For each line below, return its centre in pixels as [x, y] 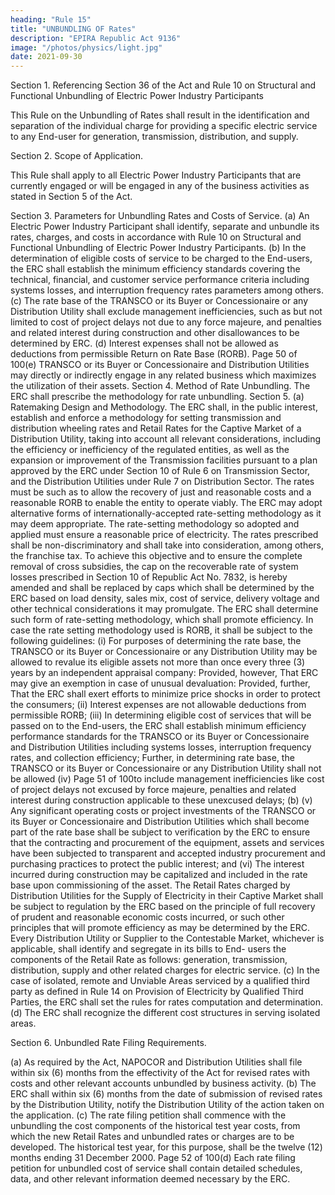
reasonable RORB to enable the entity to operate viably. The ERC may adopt [166, 503]
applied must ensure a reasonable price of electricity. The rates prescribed [164, 535]
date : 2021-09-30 [46, 57]
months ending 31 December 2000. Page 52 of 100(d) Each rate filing [153, 1158]
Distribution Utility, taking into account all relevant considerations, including [166, 439]
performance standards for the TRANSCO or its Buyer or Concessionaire [160, 737]
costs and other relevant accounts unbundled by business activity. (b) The [163, 1083]
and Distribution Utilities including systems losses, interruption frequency [161, 747]
